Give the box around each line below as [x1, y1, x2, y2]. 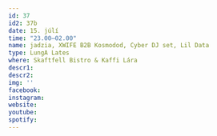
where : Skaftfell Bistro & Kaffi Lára [8, 57, 138, 65]
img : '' [8, 78, 34, 86]
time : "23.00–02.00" [8, 34, 78, 42]
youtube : [8, 109, 38, 117]
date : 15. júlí [8, 26, 59, 34]
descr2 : [8, 71, 34, 79]
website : [8, 101, 38, 109]
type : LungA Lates [8, 49, 70, 57]
